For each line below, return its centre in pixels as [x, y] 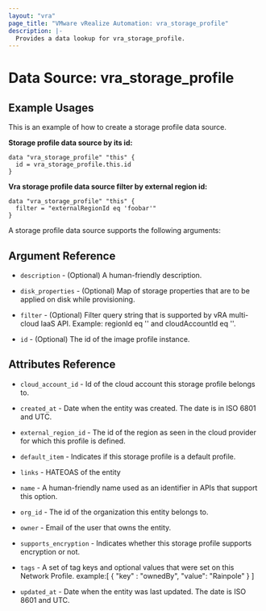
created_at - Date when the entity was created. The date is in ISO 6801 [138, 408]
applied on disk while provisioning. [77, 300]
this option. [39, 496]
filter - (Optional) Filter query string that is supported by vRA [123, 315]
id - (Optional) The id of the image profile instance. [105, 339]
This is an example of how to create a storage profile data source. [118, 127]
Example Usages [51, 108]
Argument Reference [62, 256]
